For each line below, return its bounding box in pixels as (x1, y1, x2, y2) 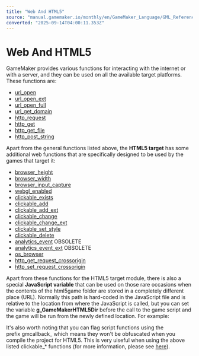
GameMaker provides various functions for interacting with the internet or (6, 65, 186, 72)
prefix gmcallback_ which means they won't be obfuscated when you (6, 330, 176, 338)
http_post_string (14, 133, 54, 140)
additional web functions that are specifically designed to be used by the (6, 151, 184, 158)
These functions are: (6, 78, 57, 85)
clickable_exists (14, 194, 53, 201)
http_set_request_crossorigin (14, 263, 86, 271)
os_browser (14, 250, 44, 258)
